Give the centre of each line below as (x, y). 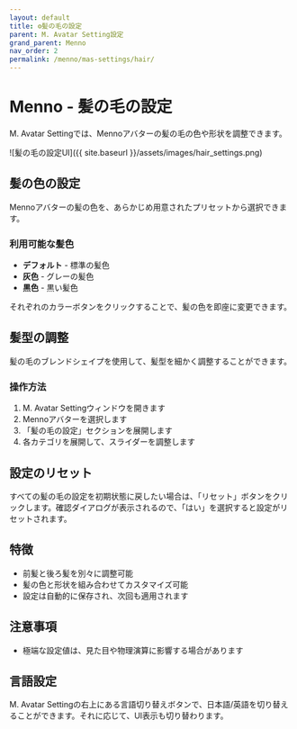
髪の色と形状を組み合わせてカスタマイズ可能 (105, 584)
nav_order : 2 (34, 51)
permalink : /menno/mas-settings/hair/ (82, 59)
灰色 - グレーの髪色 (58, 276)
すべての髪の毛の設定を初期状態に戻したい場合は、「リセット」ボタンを (141, 496)
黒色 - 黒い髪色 (50, 288)
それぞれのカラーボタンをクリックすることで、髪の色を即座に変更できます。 (151, 307)
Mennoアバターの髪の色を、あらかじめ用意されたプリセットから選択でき (144, 207)
